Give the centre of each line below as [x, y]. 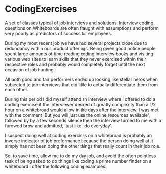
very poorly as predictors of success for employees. [59, 33]
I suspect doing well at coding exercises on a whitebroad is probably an [79, 135]
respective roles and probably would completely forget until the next [75, 64]
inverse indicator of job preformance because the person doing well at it [79, 141]
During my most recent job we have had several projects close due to [76, 43]
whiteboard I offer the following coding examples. [56, 166]
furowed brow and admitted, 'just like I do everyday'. [59, 126]
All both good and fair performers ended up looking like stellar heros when [81, 79]
